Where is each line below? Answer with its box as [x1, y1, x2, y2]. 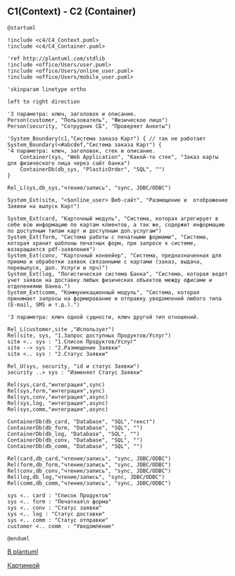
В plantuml [7, 547, 39, 556]
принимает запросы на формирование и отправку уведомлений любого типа [7, 295, 222, 302]
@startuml [7, 24, 37, 31]
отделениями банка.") [7, 283, 71, 290]
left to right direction [7, 98, 80, 105]
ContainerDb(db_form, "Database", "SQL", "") [7, 424, 143, 431]
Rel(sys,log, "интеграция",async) [7, 399, 109, 407]
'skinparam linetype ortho [7, 86, 87, 93]
